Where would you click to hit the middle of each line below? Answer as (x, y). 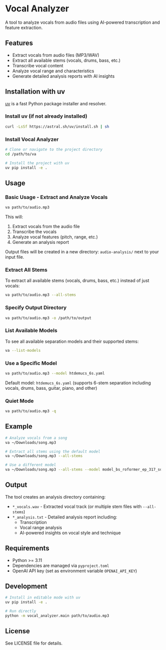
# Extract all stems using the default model (53, 451)
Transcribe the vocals (34, 232)
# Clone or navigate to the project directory (54, 150)
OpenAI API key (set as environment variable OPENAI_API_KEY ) (75, 571)
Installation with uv (35, 92)
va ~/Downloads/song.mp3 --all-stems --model (53, 470)
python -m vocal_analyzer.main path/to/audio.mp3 (57, 616)
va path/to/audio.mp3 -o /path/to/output (48, 318)
